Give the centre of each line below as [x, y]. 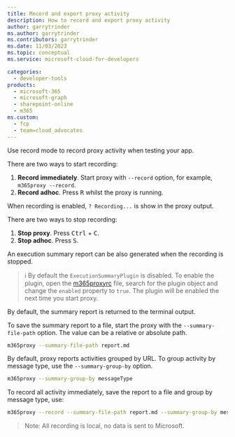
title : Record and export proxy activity [69, 14]
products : [22, 85]
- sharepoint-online [43, 105]
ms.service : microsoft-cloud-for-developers [73, 59]
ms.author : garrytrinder [43, 33]
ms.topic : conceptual [39, 53]
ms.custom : [23, 117]
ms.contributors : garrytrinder [53, 40]
